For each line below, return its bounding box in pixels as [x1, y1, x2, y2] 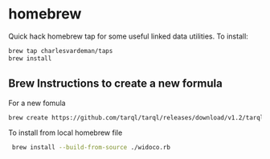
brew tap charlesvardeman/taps [8, 47, 113, 55]
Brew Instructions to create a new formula [8, 77, 223, 91]
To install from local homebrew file [8, 128, 123, 137]
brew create [8, 113, 48, 121]
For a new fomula [8, 98, 66, 108]
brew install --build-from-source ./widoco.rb [11, 144, 171, 152]
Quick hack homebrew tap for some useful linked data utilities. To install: [8, 31, 249, 41]
